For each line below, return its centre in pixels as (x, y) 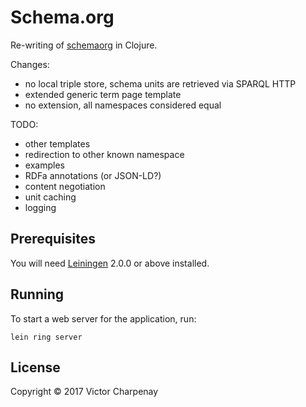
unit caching (50, 197)
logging (40, 207)
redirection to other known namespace (104, 154)
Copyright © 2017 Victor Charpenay (84, 392)
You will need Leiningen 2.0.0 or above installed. (110, 263)
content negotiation (65, 186)
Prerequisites (53, 239)
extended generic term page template (103, 94)
